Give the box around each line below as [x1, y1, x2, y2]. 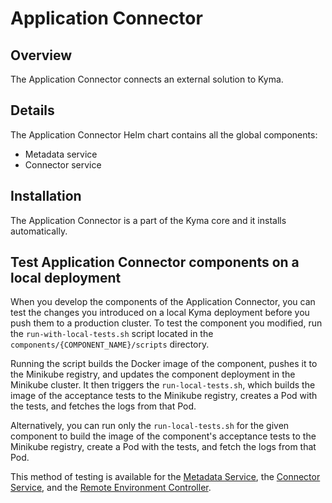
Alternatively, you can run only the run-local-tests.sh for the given [10, 420, 290, 432]
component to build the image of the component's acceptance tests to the [10, 430, 317, 442]
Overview [10, 47, 73, 64]
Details [10, 102, 55, 119]
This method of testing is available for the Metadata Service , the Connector [10, 471, 321, 483]
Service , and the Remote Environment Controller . [10, 482, 212, 494]
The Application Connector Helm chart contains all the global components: [10, 128, 318, 141]
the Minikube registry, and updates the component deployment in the [10, 368, 296, 381]
